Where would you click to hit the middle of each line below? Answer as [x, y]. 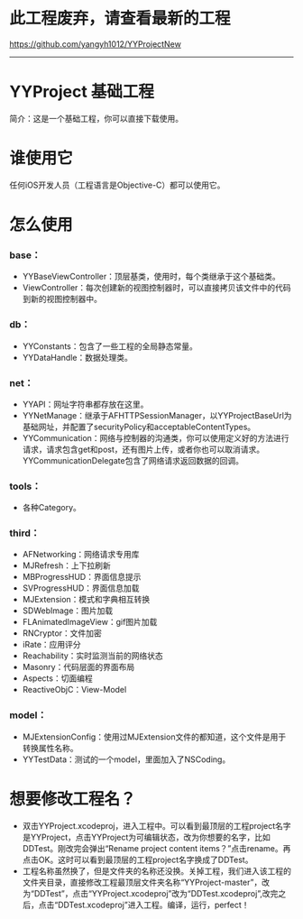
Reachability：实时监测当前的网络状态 [93, 656]
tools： [25, 486]
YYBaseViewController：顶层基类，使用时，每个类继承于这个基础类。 [151, 277]
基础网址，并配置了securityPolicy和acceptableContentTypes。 [139, 427]
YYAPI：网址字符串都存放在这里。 [85, 404]
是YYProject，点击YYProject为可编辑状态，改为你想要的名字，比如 [146, 837]
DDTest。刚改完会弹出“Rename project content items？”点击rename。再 [156, 848]
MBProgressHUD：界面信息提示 [82, 577]
